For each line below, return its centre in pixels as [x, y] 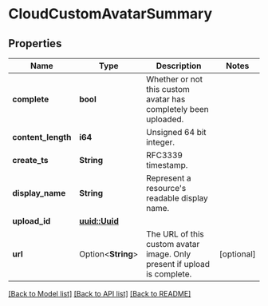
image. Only [169, 254]
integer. [161, 142]
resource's [166, 188]
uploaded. [165, 119]
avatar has [166, 99]
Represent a [169, 178]
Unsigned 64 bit [176, 132]
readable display [177, 198]
